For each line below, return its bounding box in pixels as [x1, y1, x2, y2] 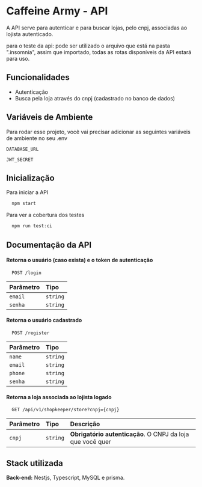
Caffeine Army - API [6, 4, 108, 18]
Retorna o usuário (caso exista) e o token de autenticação [6, 257, 153, 264]
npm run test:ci [11, 223, 52, 229]
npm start [11, 200, 36, 207]
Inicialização [6, 173, 55, 183]
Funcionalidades [6, 72, 70, 82]
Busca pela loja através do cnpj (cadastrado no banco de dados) [14, 94, 176, 102]
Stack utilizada [6, 458, 63, 468]
